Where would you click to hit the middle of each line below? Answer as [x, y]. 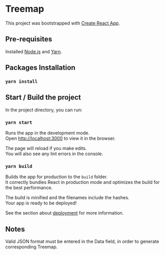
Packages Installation [40, 68]
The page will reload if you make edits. [46, 148]
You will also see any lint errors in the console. [54, 154]
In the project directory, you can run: [44, 110]
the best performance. [29, 188]
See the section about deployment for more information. [65, 213]
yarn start [19, 122]
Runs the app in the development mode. [47, 133]
